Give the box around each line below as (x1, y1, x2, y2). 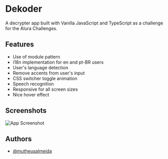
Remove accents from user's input (12, 70, 85, 76)
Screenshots (5, 107, 47, 115)
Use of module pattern (12, 54, 60, 60)
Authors (5, 135, 32, 143)
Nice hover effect (12, 91, 49, 97)
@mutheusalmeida (12, 148, 52, 154)
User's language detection (12, 64, 69, 70)
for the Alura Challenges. (5, 25, 58, 31)
